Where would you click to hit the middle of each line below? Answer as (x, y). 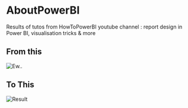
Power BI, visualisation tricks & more (51, 33)
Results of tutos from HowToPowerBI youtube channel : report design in (94, 27)
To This (20, 85)
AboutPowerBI (43, 10)
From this (24, 52)
